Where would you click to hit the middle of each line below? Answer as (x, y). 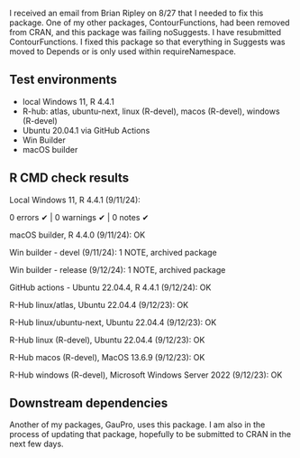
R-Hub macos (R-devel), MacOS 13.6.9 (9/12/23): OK (107, 357)
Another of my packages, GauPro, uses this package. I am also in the (137, 425)
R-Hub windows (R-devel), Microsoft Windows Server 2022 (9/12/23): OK (146, 375)
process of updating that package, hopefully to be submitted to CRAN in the (150, 435)
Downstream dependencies (89, 403)
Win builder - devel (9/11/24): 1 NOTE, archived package (114, 252)
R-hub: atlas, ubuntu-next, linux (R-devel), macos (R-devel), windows (151, 111)
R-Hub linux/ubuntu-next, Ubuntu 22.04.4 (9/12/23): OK (113, 322)
